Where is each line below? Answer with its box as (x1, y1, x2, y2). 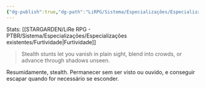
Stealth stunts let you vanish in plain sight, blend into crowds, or (21, 50, 182, 58)
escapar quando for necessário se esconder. (6, 75, 119, 82)
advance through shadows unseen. (21, 56, 110, 64)
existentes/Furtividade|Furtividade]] (6, 38, 96, 46)
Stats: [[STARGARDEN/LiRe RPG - (6, 25, 91, 33)
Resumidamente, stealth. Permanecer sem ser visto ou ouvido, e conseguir (6, 68, 195, 76)
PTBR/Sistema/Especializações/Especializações (6, 32, 127, 39)
